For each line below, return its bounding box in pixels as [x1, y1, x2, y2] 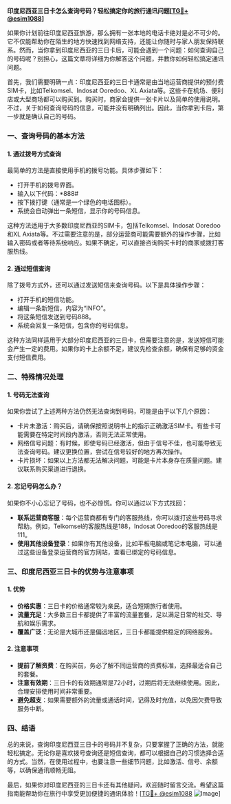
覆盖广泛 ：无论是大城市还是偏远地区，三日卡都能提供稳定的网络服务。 [16, 627, 217, 636]
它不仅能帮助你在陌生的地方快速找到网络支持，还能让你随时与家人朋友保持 [7, 37, 218, 46]
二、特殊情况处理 [7, 372, 64, 382]
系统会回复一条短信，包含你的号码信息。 [16, 321, 132, 330]
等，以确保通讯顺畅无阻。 [7, 766, 80, 774]
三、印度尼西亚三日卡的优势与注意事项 [7, 567, 134, 576]
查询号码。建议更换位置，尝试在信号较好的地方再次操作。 [23, 448, 186, 456]
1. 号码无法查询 [7, 390, 49, 399]
